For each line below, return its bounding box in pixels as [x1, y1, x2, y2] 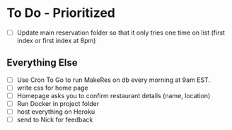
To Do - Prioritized [6, 5, 116, 21]
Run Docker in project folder [16, 100, 100, 107]
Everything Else [6, 57, 78, 69]
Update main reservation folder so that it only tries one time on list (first [16, 28, 226, 37]
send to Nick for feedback [16, 115, 93, 124]
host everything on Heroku [16, 107, 95, 116]
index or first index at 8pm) [16, 37, 96, 45]
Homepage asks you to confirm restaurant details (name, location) [16, 91, 211, 100]
